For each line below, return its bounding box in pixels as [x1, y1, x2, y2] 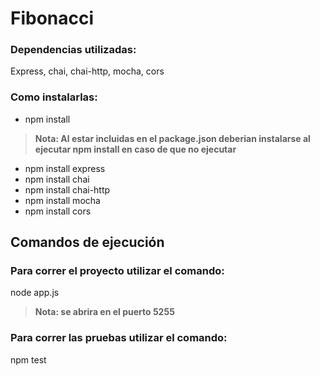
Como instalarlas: [10, 90, 98, 104]
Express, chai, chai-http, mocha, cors [10, 65, 165, 77]
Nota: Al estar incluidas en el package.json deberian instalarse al [34, 132, 311, 144]
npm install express [24, 162, 106, 174]
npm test [10, 353, 47, 366]
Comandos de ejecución [10, 234, 165, 251]
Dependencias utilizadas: [10, 43, 137, 57]
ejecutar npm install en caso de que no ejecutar [34, 143, 237, 155]
